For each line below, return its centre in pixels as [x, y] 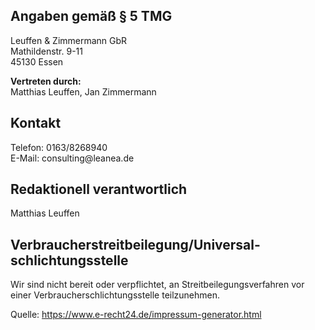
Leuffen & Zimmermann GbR [69, 40]
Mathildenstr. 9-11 [46, 51]
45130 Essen [37, 61]
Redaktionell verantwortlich [99, 189]
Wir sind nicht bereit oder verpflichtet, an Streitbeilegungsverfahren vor [157, 285]
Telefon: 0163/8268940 [59, 147]
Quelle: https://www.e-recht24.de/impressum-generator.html [136, 315]
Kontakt [36, 123]
